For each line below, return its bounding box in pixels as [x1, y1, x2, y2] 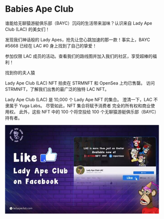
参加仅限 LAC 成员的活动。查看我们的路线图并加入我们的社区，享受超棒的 [5, 53, 153, 59]
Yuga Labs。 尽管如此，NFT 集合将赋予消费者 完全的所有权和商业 [19, 103, 151, 109]
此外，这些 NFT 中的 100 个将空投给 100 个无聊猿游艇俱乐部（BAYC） [19, 109, 159, 114]
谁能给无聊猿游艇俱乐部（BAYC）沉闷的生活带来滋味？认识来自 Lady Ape [5, 20, 152, 26]
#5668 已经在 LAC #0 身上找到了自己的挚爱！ [5, 43, 97, 48]
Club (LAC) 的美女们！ [5, 26, 50, 32]
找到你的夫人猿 [5, 69, 35, 75]
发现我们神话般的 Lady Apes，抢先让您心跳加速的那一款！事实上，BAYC [5, 37, 150, 43]
